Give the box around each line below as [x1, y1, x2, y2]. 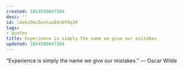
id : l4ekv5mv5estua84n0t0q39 [6, 19, 78, 25]
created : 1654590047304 [6, 8, 65, 15]
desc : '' [6, 14, 28, 20]
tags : [6, 24, 19, 31]
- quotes [6, 30, 28, 36]
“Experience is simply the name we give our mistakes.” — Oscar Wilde [6, 57, 177, 64]
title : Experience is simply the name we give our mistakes [6, 36, 158, 41]
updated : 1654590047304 [6, 41, 65, 47]
